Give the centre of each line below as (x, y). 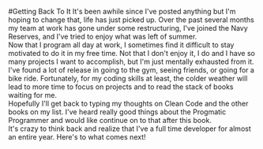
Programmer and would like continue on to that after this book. (110, 120)
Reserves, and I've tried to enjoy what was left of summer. (103, 36)
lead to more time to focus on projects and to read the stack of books (121, 87)
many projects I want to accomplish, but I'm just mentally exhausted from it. (131, 61)
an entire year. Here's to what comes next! (77, 137)
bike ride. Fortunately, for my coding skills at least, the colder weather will (128, 78)
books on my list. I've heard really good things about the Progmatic (117, 112)
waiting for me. (33, 95)
